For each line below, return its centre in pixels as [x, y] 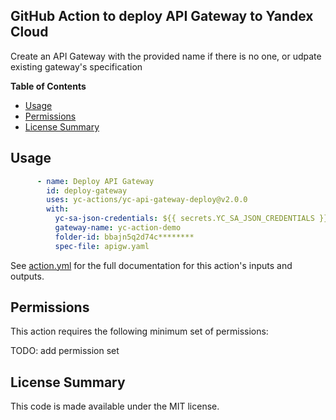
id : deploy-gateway [87, 190]
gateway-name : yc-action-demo [118, 228]
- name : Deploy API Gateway [95, 181]
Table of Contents [48, 86]
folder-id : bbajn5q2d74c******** [124, 237]
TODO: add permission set [65, 351]
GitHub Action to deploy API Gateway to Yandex [162, 16]
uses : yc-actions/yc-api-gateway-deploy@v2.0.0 [147, 200]
